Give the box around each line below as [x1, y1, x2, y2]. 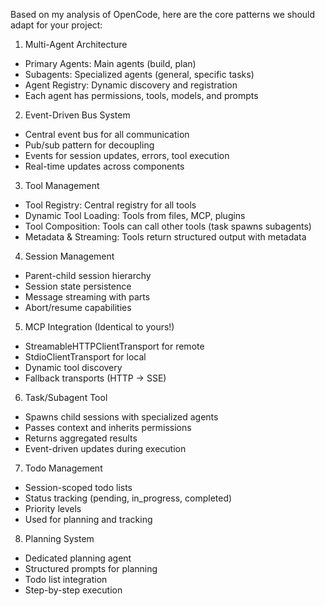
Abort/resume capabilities [24, 302, 132, 313]
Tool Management [24, 180, 100, 191]
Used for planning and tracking [24, 514, 153, 525]
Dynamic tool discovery [24, 362, 123, 373]
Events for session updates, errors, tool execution [24, 150, 230, 161]
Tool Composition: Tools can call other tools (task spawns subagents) [24, 220, 312, 232]
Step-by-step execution [24, 584, 123, 596]
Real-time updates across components [24, 160, 185, 172]
